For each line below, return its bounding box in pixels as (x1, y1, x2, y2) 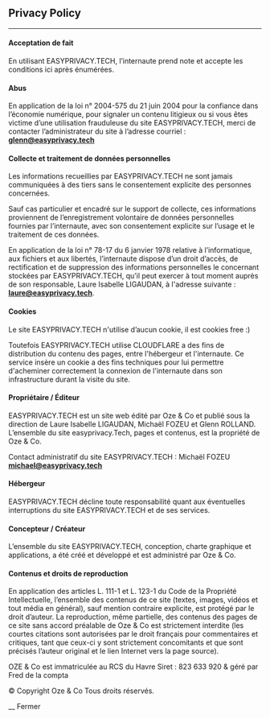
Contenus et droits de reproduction (8, 568, 129, 578)
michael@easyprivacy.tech (8, 460, 103, 470)
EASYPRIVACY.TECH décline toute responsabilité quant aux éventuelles (8, 497, 246, 506)
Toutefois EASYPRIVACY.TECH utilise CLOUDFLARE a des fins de (8, 340, 225, 349)
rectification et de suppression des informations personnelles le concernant (8, 262, 260, 272)
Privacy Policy (8, 6, 82, 20)
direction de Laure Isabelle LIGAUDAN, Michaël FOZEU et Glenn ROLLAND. (8, 419, 256, 429)
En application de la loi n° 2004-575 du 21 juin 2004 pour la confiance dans (8, 101, 259, 111)
